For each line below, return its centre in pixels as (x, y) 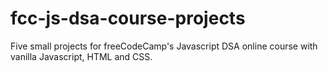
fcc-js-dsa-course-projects (128, 18)
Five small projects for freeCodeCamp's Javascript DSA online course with (164, 46)
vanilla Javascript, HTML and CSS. (81, 56)
